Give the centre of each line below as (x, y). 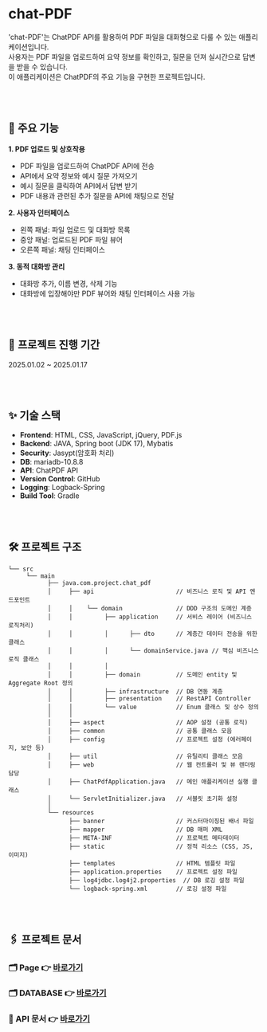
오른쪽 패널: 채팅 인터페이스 (63, 249)
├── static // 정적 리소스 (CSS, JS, (161, 847)
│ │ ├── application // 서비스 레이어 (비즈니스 (150, 617)
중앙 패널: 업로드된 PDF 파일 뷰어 (71, 239)
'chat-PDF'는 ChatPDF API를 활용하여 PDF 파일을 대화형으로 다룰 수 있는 (123, 37)
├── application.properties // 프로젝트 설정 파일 (153, 872)
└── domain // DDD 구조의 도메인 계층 (169, 609)
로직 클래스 (24, 659)
